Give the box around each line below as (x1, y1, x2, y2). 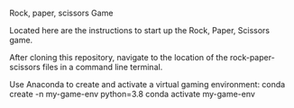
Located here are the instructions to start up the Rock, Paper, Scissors (9, 25, 271, 35)
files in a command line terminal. (41, 62, 163, 72)
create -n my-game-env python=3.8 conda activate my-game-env (9, 89, 255, 99)
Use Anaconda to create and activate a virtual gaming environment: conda (9, 79, 286, 89)
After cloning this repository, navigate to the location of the (9, 52, 228, 62)
